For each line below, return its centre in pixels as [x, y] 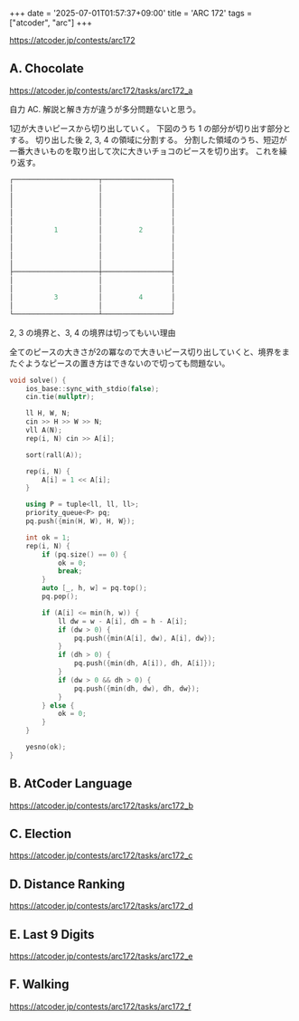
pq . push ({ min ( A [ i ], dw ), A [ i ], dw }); [145, 638]
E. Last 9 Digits [52, 935]
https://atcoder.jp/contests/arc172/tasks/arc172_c [101, 855]
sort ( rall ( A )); [54, 455]
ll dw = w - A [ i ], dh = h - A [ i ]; [122, 621]
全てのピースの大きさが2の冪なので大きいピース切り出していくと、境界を [146, 351]
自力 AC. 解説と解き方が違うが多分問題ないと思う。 [105, 109]
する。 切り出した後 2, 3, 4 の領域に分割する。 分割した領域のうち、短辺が [148, 139]
